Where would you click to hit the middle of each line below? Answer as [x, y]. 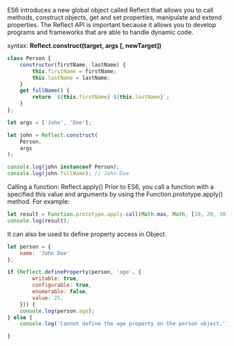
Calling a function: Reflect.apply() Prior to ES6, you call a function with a [111, 187]
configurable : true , [62, 285]
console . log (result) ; [39, 221]
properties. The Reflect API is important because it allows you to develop [112, 25]
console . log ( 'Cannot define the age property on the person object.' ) [124, 324]
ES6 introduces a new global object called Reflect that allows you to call [110, 10]
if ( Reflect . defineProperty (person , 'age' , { [74, 272]
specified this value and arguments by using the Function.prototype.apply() [115, 194]
